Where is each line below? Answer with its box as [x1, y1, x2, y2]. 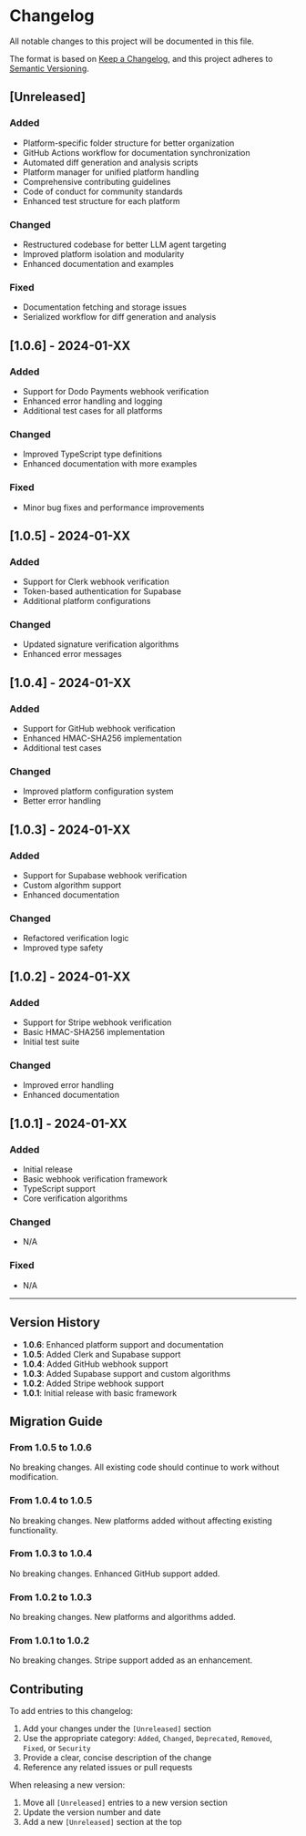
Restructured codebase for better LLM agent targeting [22, 239, 227, 250]
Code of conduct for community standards [22, 186, 184, 197]
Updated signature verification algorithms [22, 639, 179, 650]
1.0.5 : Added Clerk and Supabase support [22, 1349, 181, 1359]
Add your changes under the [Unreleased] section [22, 1723, 211, 1734]
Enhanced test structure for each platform [22, 195, 180, 206]
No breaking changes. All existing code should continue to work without [9, 1462, 280, 1472]
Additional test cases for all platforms [22, 405, 163, 415]
